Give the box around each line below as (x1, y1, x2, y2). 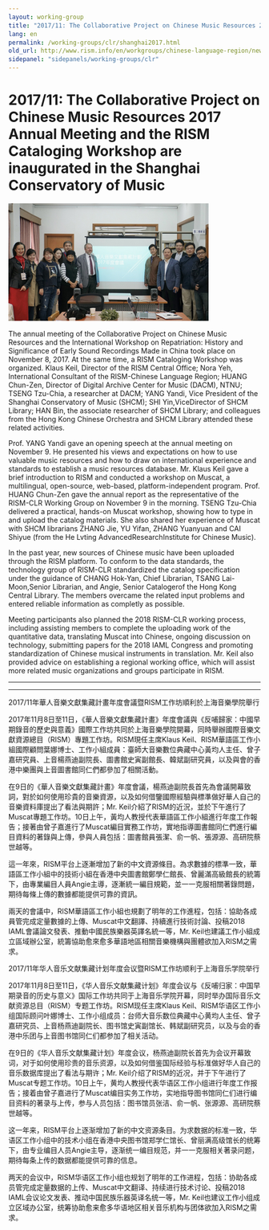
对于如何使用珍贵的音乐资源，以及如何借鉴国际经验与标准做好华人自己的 (22, 1057, 261, 1068)
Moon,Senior (8, 582, 51, 591)
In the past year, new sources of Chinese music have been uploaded (8, 547, 235, 558)
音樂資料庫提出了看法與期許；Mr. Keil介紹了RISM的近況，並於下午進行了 (8, 802, 247, 811)
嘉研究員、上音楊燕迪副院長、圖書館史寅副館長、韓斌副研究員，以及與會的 (8, 754, 254, 764)
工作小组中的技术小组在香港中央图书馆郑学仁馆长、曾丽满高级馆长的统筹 (22, 1135, 261, 1145)
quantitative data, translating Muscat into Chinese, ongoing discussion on (8, 631, 251, 641)
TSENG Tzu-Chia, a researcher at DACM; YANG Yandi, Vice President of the (8, 388, 259, 398)
